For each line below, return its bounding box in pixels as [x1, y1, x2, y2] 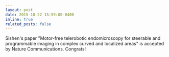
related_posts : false [5, 21, 52, 27]
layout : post [5, 7, 33, 13]
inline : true [5, 17, 33, 22]
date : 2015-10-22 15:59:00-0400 [5, 12, 74, 17]
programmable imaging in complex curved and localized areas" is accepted [5, 41, 164, 47]
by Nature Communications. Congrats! [5, 46, 86, 52]
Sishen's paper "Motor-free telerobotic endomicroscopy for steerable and [5, 35, 161, 41]
